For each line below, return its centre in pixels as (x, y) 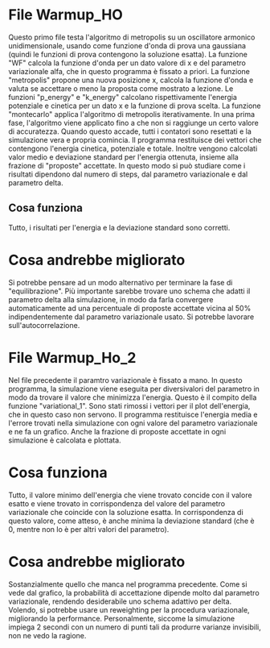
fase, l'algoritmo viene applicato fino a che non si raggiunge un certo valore (133, 123)
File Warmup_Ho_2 (72, 357)
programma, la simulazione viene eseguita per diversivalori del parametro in (134, 388)
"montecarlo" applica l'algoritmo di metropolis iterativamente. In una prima (132, 114)
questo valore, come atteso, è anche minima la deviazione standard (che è (131, 521)
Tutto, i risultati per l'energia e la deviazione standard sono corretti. (119, 227)
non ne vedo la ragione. (47, 635)
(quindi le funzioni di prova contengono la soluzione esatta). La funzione (128, 54)
